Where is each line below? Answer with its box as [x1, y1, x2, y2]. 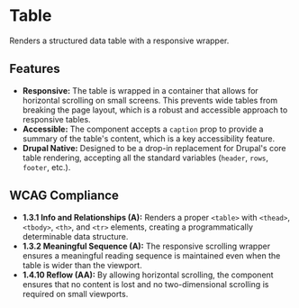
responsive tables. [22, 113, 92, 124]
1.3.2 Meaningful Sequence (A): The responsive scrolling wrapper [22, 240, 271, 251]
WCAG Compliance [9, 188, 120, 204]
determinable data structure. [22, 231, 129, 241]
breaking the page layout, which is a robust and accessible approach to [22, 104, 288, 115]
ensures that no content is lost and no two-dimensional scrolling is [22, 278, 269, 289]
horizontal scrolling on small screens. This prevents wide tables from [22, 95, 277, 105]
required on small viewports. [22, 288, 129, 299]
